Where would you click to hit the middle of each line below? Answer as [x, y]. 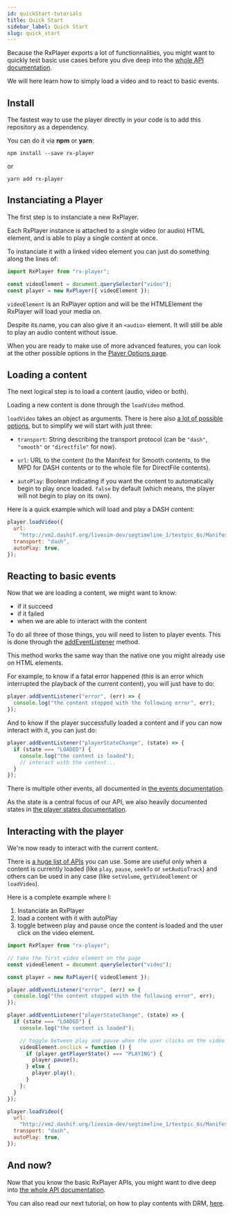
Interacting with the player [66, 831]
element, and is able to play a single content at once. [83, 238]
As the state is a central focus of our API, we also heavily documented [107, 802]
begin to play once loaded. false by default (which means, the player [116, 488]
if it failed [31, 614]
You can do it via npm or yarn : [51, 141]
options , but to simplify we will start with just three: [80, 426]
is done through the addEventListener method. [74, 642]
